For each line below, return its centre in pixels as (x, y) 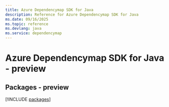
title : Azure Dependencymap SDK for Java (49, 10)
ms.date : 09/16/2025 (27, 19)
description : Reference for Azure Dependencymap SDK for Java (72, 15)
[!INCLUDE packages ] (28, 99)
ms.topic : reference (27, 24)
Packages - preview (37, 87)
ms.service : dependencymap (34, 33)
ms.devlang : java (23, 29)
